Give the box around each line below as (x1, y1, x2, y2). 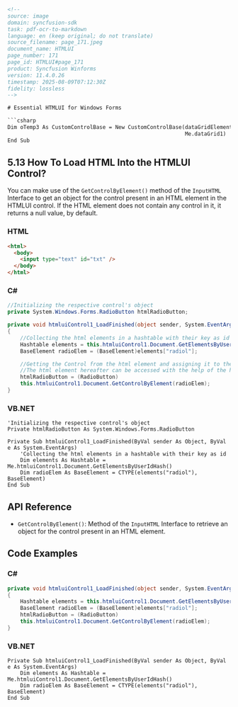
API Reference (7, 501, 72, 513)
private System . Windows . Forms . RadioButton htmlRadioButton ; (7, 308, 189, 316)
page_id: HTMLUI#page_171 (7, 59, 84, 66)
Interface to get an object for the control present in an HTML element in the (7, 194, 227, 203)
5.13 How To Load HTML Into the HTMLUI (7, 157, 191, 169)
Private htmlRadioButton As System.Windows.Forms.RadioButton (7, 426, 195, 433)
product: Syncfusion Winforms (7, 65, 97, 72)
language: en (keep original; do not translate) (7, 32, 154, 40)
